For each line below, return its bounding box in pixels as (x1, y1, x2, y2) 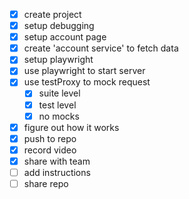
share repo (23, 177, 69, 189)
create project (23, 9, 82, 20)
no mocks (38, 110, 80, 122)
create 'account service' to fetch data (23, 42, 179, 54)
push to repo (23, 132, 77, 144)
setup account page (23, 31, 107, 43)
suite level (38, 87, 81, 99)
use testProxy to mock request (23, 76, 151, 88)
